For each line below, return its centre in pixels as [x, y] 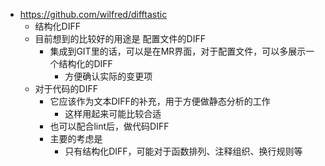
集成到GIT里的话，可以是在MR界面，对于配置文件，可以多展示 [178, 51]
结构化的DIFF [85, 63]
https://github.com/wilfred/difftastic [93, 14]
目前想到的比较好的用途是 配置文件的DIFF [120, 38]
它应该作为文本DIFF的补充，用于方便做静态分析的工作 [160, 101]
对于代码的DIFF [66, 88]
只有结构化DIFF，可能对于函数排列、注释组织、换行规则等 [183, 151]
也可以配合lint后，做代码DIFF [109, 126]
